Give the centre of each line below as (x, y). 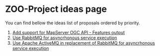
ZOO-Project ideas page (56, 9)
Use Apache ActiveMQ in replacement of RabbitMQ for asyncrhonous (83, 43)
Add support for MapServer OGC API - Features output (69, 32)
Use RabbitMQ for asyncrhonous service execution (65, 38)
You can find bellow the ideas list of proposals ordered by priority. (73, 23)
